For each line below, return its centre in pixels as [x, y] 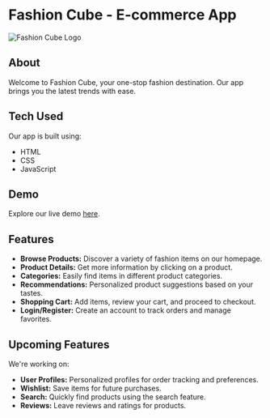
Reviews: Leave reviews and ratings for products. [103, 405]
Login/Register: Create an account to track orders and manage [126, 310]
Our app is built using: [45, 136]
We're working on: [39, 364]
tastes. [31, 293]
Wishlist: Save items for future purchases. [91, 388]
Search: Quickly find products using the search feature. [113, 397]
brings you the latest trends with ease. [72, 91]
